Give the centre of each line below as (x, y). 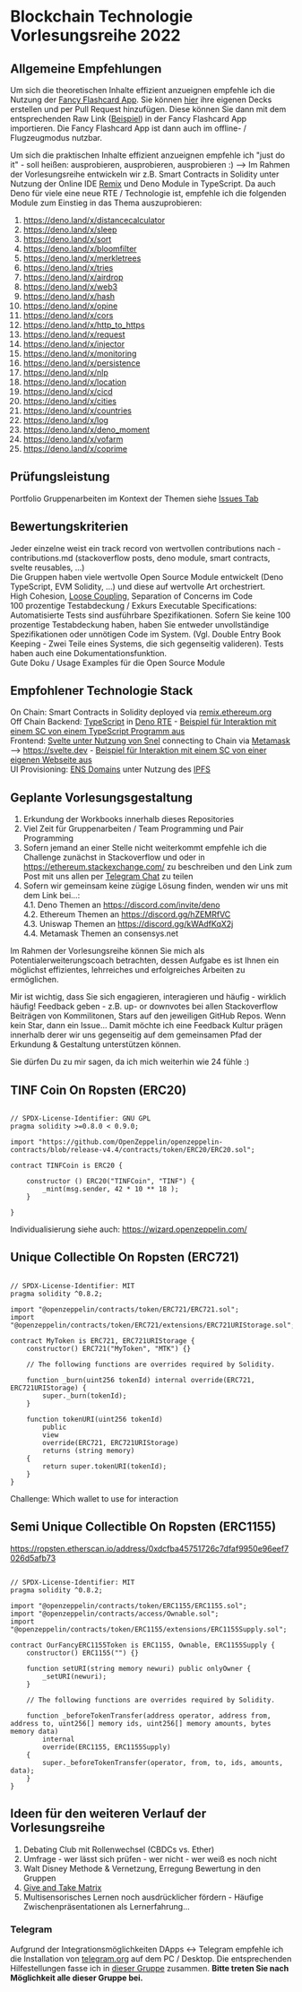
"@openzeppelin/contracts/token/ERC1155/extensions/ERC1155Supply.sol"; (149, 1629)
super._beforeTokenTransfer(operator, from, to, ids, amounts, (163, 1762)
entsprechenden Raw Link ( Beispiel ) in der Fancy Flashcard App (129, 119)
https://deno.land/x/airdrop (73, 277)
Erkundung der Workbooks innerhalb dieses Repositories (129, 819)
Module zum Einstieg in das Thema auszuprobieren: (106, 203)
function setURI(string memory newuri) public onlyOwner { (139, 1668)
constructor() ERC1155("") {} (83, 1653)
